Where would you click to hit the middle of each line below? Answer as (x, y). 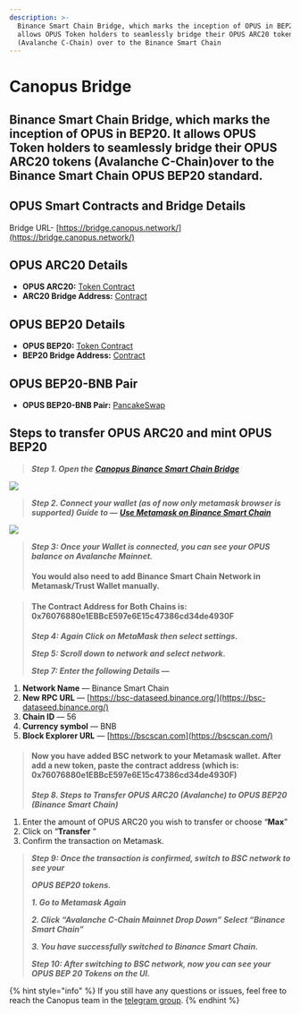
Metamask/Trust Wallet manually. (96, 586)
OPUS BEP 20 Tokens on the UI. (90, 973)
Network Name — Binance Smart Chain (96, 688)
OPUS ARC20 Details (69, 265)
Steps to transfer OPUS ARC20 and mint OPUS (141, 434)
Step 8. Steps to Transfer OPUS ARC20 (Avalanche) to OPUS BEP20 (159, 795)
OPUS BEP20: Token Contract (78, 346)
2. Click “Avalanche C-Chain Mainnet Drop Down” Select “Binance (158, 919)
